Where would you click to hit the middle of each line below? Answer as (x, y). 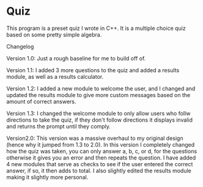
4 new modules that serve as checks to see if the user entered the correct (100, 164)
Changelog (20, 46)
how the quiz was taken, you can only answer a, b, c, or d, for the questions (102, 151)
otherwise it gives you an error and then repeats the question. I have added (101, 158)
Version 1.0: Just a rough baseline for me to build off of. (76, 58)
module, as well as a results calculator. (55, 76)
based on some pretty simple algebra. (54, 34)
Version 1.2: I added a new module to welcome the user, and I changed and (101, 88)
